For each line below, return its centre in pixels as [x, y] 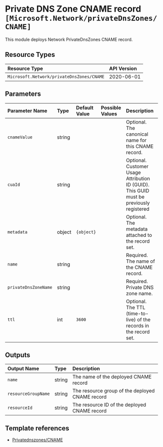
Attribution [138, 179]
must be [135, 197]
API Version [123, 68]
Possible [111, 107]
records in [138, 325]
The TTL [136, 307]
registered [138, 209]
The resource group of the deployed [114, 391]
